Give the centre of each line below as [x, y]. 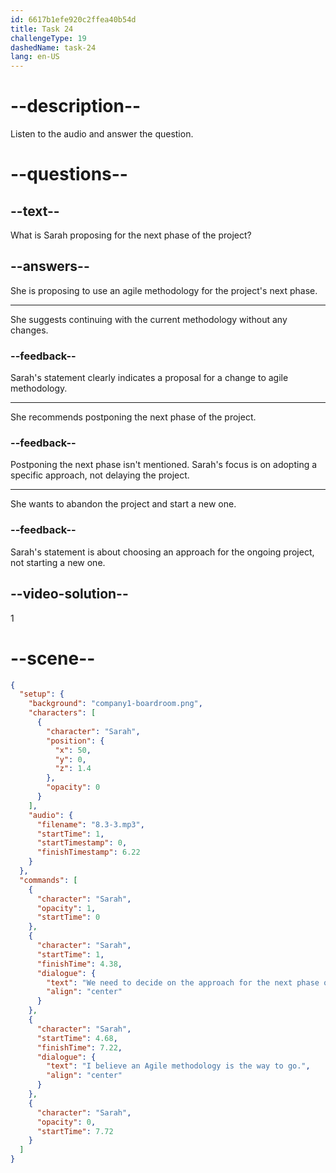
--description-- [76, 106]
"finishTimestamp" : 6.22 [88, 852]
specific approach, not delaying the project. [100, 475]
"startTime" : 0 [68, 917]
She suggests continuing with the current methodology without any [149, 319]
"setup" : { [42, 694]
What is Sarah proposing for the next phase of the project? [131, 235]
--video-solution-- [69, 594]
